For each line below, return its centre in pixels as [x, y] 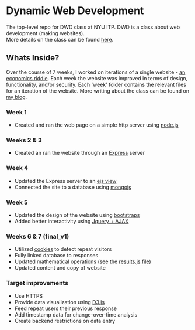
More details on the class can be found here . [60, 39]
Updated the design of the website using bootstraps [77, 215]
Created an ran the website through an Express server [80, 153]
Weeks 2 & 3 [24, 140]
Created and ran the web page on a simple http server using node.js [96, 125]
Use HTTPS [29, 296]
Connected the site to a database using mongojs [73, 187]
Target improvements [37, 283]
